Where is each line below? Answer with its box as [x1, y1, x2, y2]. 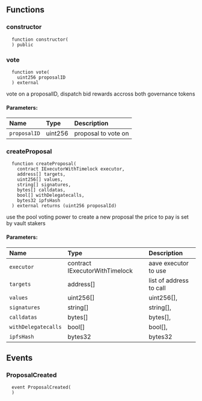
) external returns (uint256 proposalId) [11, 203, 117, 209]
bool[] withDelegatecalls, [17, 192, 85, 199]
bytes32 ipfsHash [17, 197, 61, 204]
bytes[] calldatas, [17, 187, 66, 193]
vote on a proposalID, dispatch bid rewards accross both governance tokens [6, 90, 195, 97]
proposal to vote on [74, 129, 129, 137]
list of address [148, 276, 189, 285]
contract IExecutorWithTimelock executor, [17, 166, 125, 172]
